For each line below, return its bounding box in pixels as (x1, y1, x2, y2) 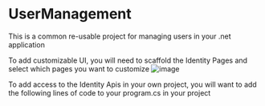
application (8, 39, 46, 49)
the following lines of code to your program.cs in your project (8, 88, 211, 97)
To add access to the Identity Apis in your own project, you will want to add (8, 79, 257, 89)
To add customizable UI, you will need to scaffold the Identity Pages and (8, 55, 247, 65)
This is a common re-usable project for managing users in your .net (8, 31, 231, 41)
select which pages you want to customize (8, 63, 150, 73)
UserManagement (8, 5, 132, 23)
